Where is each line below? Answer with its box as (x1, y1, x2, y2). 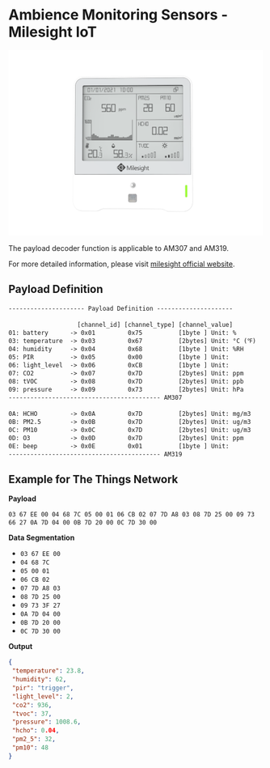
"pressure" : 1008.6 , (11, 718, 82, 726)
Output (8, 642, 33, 651)
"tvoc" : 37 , (11, 710, 53, 718)
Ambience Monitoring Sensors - (8, 6, 228, 24)
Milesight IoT (8, 23, 97, 41)
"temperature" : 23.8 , (11, 667, 85, 675)
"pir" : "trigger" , (11, 684, 74, 692)
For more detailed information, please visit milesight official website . (8, 259, 235, 269)
